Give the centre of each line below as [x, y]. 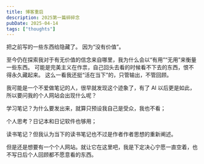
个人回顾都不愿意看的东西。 [62, 155]
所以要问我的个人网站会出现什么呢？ [52, 95]
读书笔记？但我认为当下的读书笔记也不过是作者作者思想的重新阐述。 [91, 134]
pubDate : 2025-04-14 [32, 23]
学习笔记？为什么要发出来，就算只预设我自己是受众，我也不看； [86, 108]
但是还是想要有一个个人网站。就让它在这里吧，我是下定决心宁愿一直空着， [99, 147]
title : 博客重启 [25, 12]
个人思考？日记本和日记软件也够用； [52, 121]
